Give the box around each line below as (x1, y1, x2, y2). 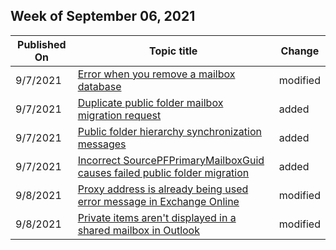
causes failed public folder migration (77, 165, 250, 179)
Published (17, 37, 67, 51)
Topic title (149, 44, 198, 58)
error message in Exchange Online (77, 194, 240, 208)
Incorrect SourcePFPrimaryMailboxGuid (77, 153, 265, 167)
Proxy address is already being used (77, 182, 249, 196)
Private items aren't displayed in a (77, 210, 237, 224)
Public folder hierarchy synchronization (77, 124, 262, 138)
